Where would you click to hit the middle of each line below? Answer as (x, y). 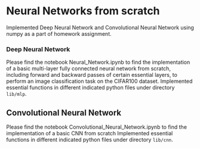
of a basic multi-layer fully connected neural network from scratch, (89, 69)
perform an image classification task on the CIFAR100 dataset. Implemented (99, 81)
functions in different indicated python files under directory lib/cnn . (90, 140)
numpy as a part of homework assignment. (59, 33)
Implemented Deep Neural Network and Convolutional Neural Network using (100, 27)
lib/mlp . (16, 94)
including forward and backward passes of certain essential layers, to (92, 75)
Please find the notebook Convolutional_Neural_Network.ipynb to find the (96, 127)
